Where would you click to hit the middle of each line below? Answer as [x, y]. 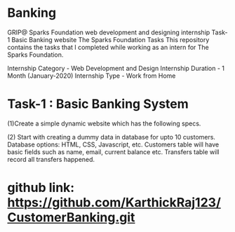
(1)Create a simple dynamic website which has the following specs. [104, 123]
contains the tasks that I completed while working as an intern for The [108, 47]
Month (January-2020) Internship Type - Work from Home [92, 76]
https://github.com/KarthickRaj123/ [114, 203]
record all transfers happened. [51, 159]
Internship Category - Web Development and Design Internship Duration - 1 [116, 68]
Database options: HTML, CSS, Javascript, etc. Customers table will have [113, 144]
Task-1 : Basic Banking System [98, 104]
